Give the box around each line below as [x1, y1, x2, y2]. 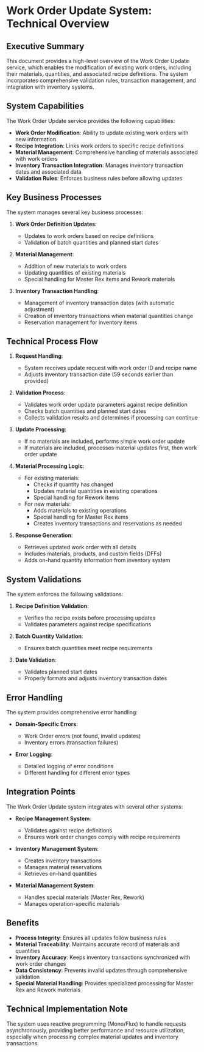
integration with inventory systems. [6, 83, 94, 91]
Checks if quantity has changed [33, 481, 114, 488]
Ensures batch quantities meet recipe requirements [24, 645, 153, 652]
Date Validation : [15, 656, 57, 664]
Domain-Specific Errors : [15, 720, 78, 728]
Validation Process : [15, 389, 66, 396]
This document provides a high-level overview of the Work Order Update [6, 57, 189, 64]
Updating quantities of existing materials [24, 269, 126, 276]
